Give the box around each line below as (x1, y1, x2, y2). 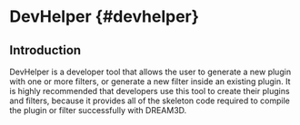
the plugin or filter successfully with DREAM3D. (9, 105, 187, 115)
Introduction (9, 43, 82, 58)
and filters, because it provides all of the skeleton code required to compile (9, 95, 291, 106)
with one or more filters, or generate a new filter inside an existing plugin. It (9, 76, 291, 87)
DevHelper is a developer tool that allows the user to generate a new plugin (9, 66, 292, 77)
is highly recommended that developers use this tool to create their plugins (9, 86, 290, 96)
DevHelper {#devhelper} (9, 6, 200, 27)
